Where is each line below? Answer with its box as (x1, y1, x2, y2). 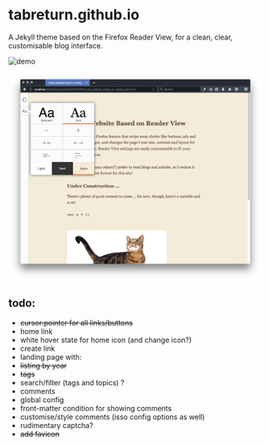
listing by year (19, 361, 67, 370)
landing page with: (19, 352, 82, 361)
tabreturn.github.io (8, 6, 139, 24)
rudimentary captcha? (19, 420, 94, 430)
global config (19, 394, 64, 404)
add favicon (19, 429, 60, 439)
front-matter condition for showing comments (19, 403, 172, 413)
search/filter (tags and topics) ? (19, 377, 125, 387)
